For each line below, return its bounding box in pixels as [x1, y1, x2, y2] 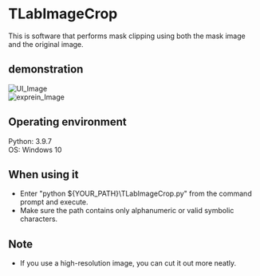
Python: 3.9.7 [8, 136, 52, 146]
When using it [8, 168, 79, 181]
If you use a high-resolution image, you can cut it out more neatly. [19, 259, 237, 268]
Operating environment [8, 115, 128, 129]
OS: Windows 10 [8, 145, 62, 154]
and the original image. [8, 39, 84, 49]
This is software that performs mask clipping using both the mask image [8, 31, 246, 41]
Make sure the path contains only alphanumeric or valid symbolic [19, 206, 234, 216]
